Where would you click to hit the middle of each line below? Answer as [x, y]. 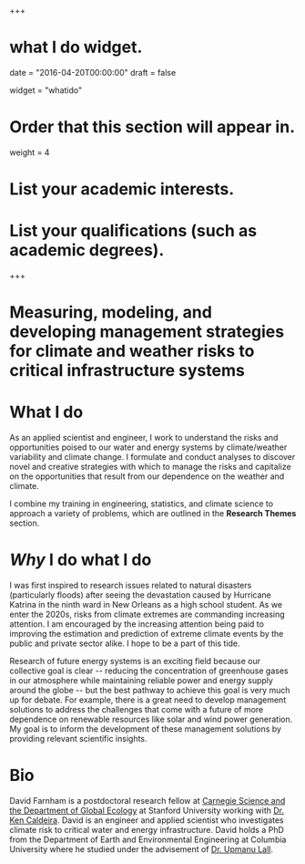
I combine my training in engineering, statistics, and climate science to [142, 504]
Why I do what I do [81, 560]
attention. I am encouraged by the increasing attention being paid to [137, 624]
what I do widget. [76, 47]
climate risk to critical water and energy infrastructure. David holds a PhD [147, 830]
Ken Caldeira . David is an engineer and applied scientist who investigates [147, 820]
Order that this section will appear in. [152, 127]
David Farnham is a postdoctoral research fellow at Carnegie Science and [147, 801]
